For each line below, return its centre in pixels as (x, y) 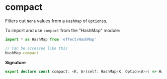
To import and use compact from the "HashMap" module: (63, 30)
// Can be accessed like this (37, 48)
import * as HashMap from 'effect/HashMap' (51, 39)
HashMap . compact (22, 53)
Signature (16, 62)
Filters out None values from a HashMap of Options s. (56, 21)
